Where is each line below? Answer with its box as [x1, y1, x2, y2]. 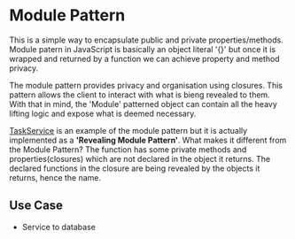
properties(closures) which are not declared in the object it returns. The [9, 153, 271, 164]
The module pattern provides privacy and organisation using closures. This [9, 80, 283, 90]
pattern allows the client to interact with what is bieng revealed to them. [9, 89, 270, 100]
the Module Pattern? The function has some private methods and [9, 143, 247, 155]
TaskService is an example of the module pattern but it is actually [9, 125, 248, 135]
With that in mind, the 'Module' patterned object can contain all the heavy [9, 98, 277, 109]
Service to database [21, 221, 96, 232]
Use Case [9, 198, 64, 213]
